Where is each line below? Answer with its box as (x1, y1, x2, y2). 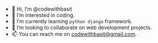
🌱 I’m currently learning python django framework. (11, 18, 133, 24)
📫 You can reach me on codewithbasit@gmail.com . (11, 31, 137, 37)
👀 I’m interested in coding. (11, 12, 75, 19)
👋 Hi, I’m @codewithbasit (11, 6, 73, 12)
